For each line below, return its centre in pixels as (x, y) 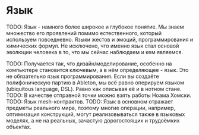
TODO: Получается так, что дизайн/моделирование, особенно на (89, 64)
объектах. (19, 127)
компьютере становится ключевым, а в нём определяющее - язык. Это (97, 70)
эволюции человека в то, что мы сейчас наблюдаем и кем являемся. (94, 52)
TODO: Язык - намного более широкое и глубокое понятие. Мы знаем (95, 27)
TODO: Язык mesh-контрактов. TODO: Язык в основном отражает (90, 101)
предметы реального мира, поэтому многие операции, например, (91, 108)
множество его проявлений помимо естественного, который (84, 33)
